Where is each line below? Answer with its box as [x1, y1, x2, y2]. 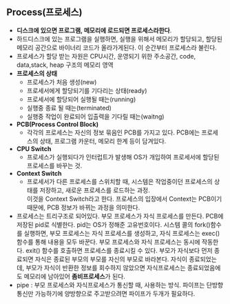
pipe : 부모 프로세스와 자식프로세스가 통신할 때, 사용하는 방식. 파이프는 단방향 [16, 281, 224, 289]
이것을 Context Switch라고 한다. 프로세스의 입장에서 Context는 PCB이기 [26, 194, 222, 203]
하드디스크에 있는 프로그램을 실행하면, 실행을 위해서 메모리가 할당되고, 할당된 [16, 34, 223, 43]
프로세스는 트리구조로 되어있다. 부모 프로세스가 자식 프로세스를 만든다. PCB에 [16, 212, 224, 220]
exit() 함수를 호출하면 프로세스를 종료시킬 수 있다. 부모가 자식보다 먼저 [25, 246, 213, 254]
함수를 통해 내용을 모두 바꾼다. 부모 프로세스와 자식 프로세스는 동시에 [16, 237, 200, 246]
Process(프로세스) [6, 6, 83, 19]
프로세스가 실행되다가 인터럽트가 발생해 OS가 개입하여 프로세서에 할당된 [26, 152, 220, 161]
